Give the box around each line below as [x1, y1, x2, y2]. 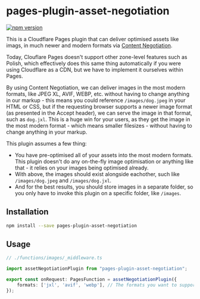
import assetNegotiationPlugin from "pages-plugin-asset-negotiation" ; [6, 266, 187, 272]
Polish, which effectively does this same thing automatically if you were [6, 60, 182, 67]
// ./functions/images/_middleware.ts [6, 255, 102, 261]
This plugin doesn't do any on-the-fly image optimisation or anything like [14, 158, 193, 165]
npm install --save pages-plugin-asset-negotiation [6, 223, 137, 229]
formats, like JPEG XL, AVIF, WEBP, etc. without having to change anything [6, 90, 189, 97]
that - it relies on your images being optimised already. [14, 164, 149, 171]
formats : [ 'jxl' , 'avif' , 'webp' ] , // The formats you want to [17, 282, 177, 288]
